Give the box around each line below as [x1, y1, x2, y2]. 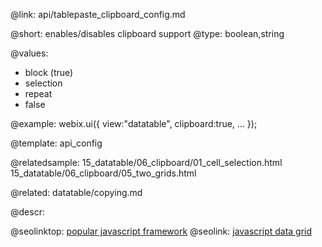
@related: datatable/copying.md [10, 187, 143, 198]
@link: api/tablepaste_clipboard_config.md [10, 9, 186, 20]
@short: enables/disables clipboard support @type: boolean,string [10, 28, 285, 39]
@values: [10, 47, 49, 59]
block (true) [24, 67, 74, 78]
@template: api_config [10, 137, 103, 149]
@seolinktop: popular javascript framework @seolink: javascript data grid [10, 225, 313, 237]
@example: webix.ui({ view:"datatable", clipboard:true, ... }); [10, 118, 258, 129]
